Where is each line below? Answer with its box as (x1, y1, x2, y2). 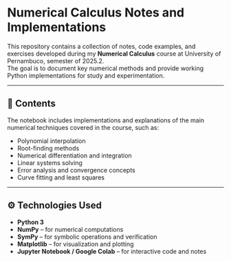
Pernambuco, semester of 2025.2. (7, 56, 104, 65)
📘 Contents (7, 98, 56, 109)
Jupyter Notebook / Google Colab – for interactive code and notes (16, 247, 207, 255)
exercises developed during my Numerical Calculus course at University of (7, 50, 221, 58)
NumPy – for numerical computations (16, 225, 124, 233)
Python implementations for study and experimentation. (7, 71, 165, 80)
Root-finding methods (16, 144, 80, 152)
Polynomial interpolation (16, 136, 86, 145)
